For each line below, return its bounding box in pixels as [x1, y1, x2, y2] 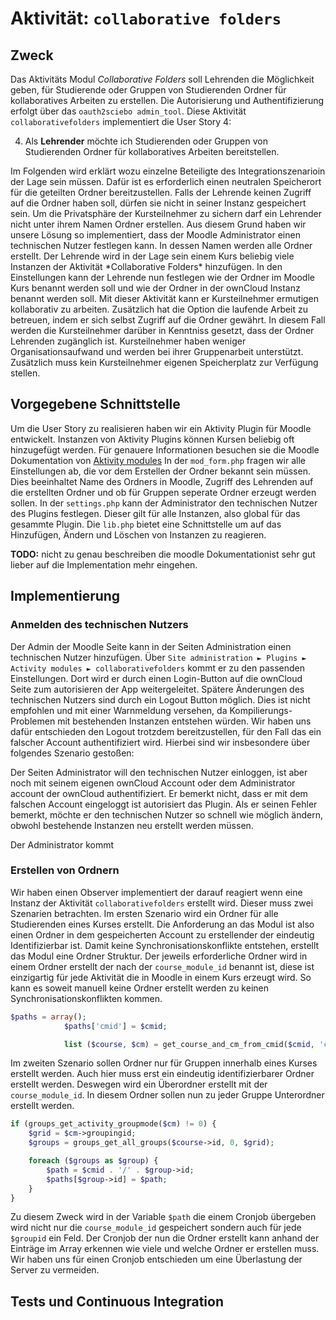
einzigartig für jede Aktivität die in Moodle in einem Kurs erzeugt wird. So [10, 971, 312, 983]
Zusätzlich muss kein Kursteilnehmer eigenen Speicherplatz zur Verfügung [10, 357, 319, 368]
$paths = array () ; [10, 1012, 87, 1022]
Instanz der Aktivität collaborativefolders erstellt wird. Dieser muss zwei [10, 897, 314, 909]
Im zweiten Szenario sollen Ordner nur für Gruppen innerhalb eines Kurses [10, 1057, 318, 1069]
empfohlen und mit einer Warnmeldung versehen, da [10, 704, 228, 716]
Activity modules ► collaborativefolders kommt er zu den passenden [10, 662, 305, 674]
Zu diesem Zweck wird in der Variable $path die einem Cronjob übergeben [10, 1211, 317, 1223]
